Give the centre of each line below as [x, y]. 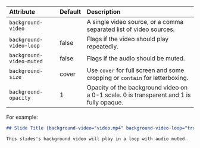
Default [70, 12]
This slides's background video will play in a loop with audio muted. [97, 139]
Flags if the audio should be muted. [136, 58]
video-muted [26, 61]
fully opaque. [105, 102]
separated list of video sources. [131, 29]
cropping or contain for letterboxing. [137, 78]
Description [104, 12]
